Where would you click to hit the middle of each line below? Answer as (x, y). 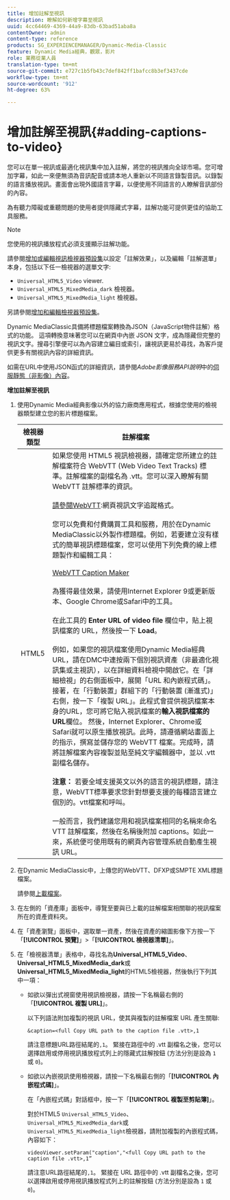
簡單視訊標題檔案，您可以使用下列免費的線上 (138, 545)
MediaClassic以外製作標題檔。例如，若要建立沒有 (132, 535)
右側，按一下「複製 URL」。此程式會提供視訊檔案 (130, 701)
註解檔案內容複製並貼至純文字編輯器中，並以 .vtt (137, 752)
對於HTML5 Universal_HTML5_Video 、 (80, 1114)
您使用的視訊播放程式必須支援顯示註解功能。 (70, 244)
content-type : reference (42, 39)
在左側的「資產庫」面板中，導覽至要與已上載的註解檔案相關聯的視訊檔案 (119, 908)
